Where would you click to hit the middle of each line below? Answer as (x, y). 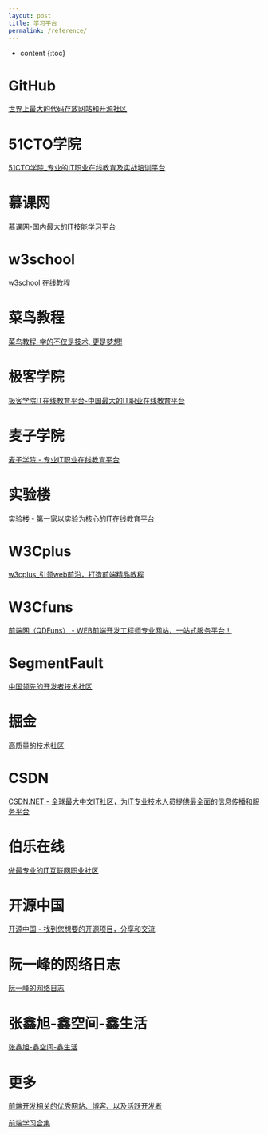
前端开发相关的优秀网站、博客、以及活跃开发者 (85, 1106)
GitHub (32, 86)
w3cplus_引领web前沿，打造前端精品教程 (77, 574)
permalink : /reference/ (48, 30)
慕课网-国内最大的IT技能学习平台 (62, 227)
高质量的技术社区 (36, 745)
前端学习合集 (29, 1123)
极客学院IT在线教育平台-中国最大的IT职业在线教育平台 (97, 400)
